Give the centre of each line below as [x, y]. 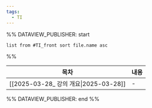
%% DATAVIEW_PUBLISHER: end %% [53, 98]
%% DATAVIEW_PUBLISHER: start [48, 34]
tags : [13, 12]
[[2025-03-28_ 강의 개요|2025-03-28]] [68, 84]
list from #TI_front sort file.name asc [57, 45]
